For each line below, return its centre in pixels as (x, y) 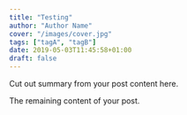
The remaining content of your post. (75, 101)
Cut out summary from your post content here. (94, 84)
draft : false (33, 58)
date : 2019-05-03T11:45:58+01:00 (71, 50)
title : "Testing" (41, 17)
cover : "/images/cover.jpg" (61, 34)
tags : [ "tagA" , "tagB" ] (53, 42)
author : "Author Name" (51, 26)
